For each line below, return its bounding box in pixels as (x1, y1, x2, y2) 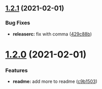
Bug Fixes (5, 19, 31, 26)
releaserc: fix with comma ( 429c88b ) (12, 31, 92, 37)
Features (5, 67, 28, 74)
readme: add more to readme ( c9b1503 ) (12, 78, 98, 84)
